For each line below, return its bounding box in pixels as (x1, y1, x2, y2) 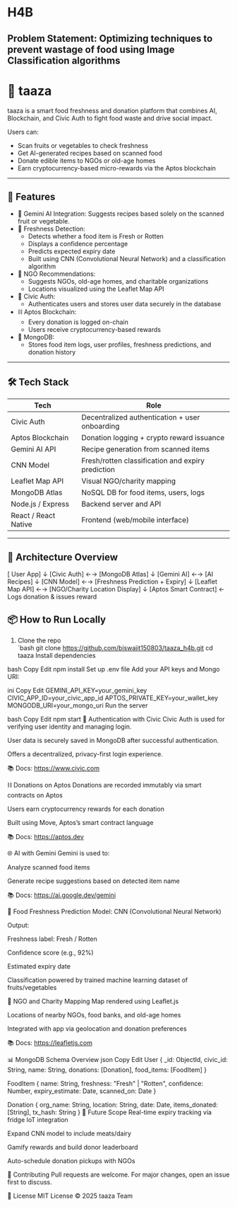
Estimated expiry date (7, 961, 71, 970)
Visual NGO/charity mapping (80, 476, 176, 486)
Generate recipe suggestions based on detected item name (7, 877, 180, 885)
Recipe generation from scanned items (80, 444, 210, 454)
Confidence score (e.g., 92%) (7, 948, 94, 957)
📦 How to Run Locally (7, 613, 107, 626)
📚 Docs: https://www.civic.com (7, 763, 100, 772)
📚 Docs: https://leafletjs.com (7, 1038, 93, 1047)
